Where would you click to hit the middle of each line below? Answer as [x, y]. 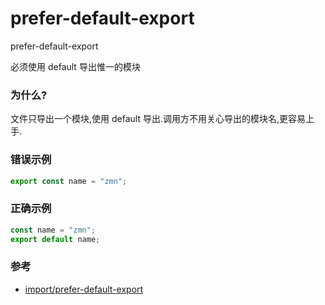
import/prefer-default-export [84, 289]
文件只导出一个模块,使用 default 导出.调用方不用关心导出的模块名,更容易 [158, 119]
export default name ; [55, 239]
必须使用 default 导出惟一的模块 [75, 66]
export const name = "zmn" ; [69, 181]
